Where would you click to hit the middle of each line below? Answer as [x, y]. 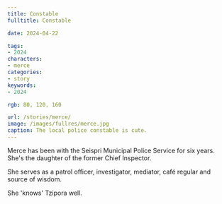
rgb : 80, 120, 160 [34, 104]
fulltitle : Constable [39, 20]
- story [19, 78]
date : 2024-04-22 [33, 33]
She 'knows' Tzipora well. [45, 193]
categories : [25, 72]
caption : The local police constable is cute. [77, 131]
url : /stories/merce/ [39, 117]
